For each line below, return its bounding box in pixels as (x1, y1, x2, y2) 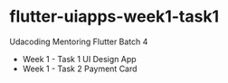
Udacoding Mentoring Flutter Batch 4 (9, 36, 148, 47)
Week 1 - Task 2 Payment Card (22, 63, 138, 74)
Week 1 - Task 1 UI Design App (22, 53, 138, 64)
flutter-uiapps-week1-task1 (9, 6, 220, 27)
